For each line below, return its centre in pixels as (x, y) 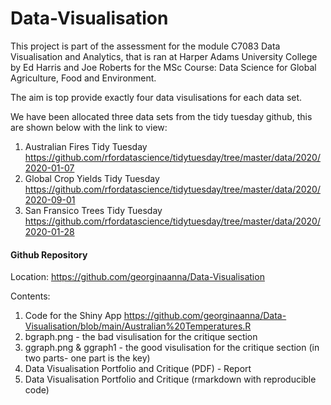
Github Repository (49, 254)
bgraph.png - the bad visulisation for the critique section (141, 337)
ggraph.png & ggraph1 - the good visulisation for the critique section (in (172, 348)
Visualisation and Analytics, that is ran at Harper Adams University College (164, 56)
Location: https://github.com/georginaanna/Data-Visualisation (137, 277)
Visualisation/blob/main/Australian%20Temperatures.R (138, 326)
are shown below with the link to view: (89, 127)
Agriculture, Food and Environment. (83, 78)
